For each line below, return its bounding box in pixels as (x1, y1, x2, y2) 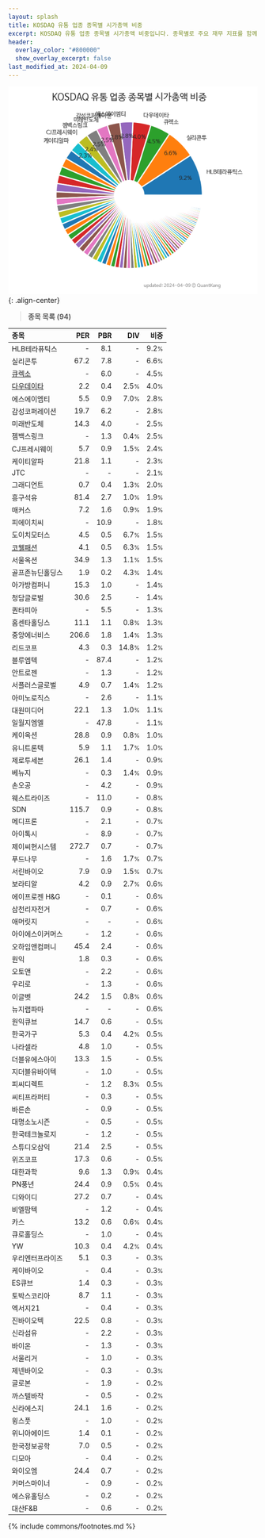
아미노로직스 (11, 692, 51, 702)
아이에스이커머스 (11, 929, 63, 939)
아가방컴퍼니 (11, 580, 51, 590)
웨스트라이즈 (11, 793, 51, 803)
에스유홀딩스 (11, 1491, 51, 1501)
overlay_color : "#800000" (15, 46, 101, 55)
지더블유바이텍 (11, 1067, 57, 1076)
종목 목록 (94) (27, 312, 72, 321)
